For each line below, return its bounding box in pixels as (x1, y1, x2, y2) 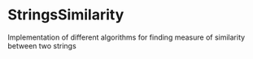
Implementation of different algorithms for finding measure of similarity (7, 32, 246, 42)
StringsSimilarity (7, 6, 124, 24)
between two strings (7, 40, 76, 50)
